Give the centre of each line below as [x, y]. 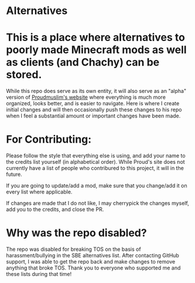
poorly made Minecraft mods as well [96, 50]
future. [14, 174]
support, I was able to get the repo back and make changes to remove [91, 262]
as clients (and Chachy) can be [83, 62]
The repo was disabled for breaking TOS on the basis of [74, 249]
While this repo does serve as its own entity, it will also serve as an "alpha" [96, 91]
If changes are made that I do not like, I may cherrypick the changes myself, [97, 203]
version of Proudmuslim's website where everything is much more [86, 97]
